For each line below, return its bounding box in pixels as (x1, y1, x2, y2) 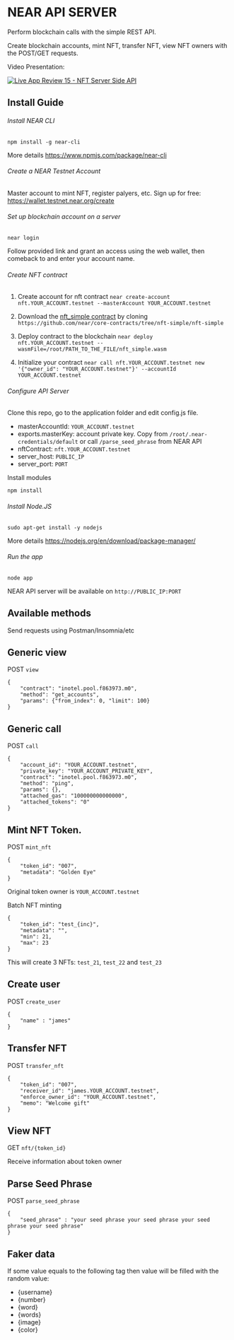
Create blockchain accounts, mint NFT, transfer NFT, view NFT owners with (7, 41, 228, 49)
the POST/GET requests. (7, 49, 79, 57)
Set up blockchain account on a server (7, 213, 121, 221)
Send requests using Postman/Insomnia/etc (7, 626, 135, 635)
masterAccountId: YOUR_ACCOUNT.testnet (17, 422, 135, 431)
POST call (7, 741, 39, 750)
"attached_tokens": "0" (20, 799, 90, 806)
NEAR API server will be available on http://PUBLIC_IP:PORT (7, 587, 182, 595)
